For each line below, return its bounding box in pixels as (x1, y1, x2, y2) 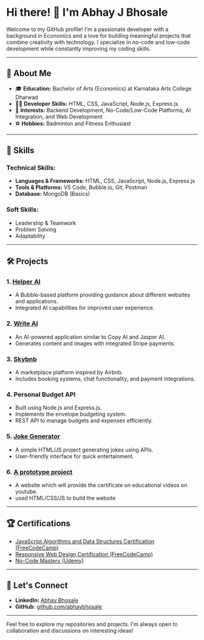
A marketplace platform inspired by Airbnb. (15, 369, 123, 376)
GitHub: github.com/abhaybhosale (15, 603, 102, 610)
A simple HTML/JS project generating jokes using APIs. (15, 446, 154, 453)
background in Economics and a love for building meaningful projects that (6, 32, 191, 39)
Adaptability (15, 232, 46, 239)
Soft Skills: (6, 205, 39, 214)
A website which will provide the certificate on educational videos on (15, 481, 188, 489)
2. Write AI (6, 319, 38, 328)
